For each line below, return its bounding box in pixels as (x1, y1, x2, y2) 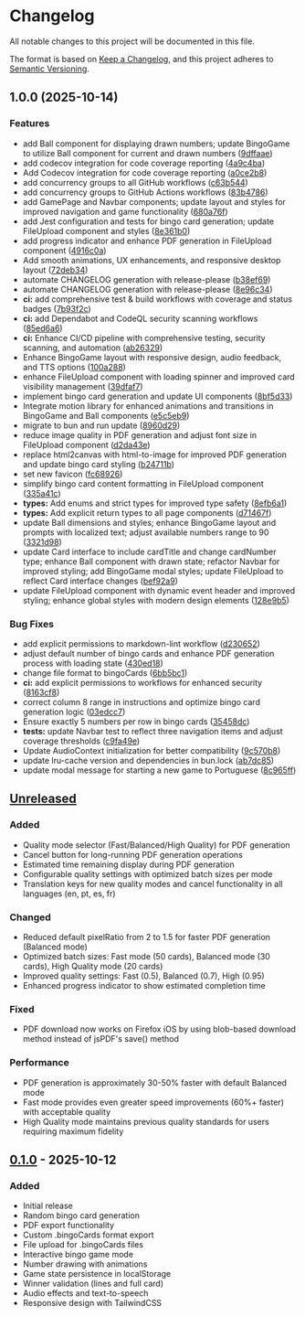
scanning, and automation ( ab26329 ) (22, 342, 163, 353)
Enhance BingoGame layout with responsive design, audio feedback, (22, 351, 281, 362)
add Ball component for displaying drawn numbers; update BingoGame (22, 138, 290, 149)
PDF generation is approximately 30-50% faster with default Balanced (22, 1076, 288, 1088)
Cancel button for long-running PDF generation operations (22, 849, 244, 860)
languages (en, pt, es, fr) (22, 888, 116, 899)
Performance (9, 1056, 70, 1069)
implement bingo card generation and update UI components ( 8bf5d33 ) (22, 391, 293, 402)
